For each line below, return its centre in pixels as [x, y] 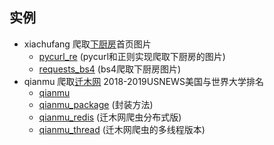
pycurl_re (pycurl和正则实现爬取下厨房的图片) [132, 56]
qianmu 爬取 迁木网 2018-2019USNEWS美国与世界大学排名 [143, 81]
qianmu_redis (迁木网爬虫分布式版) [110, 117]
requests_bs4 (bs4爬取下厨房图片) [110, 69]
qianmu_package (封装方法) [96, 104]
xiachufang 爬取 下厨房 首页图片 [87, 44]
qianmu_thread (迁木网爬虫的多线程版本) [122, 129]
